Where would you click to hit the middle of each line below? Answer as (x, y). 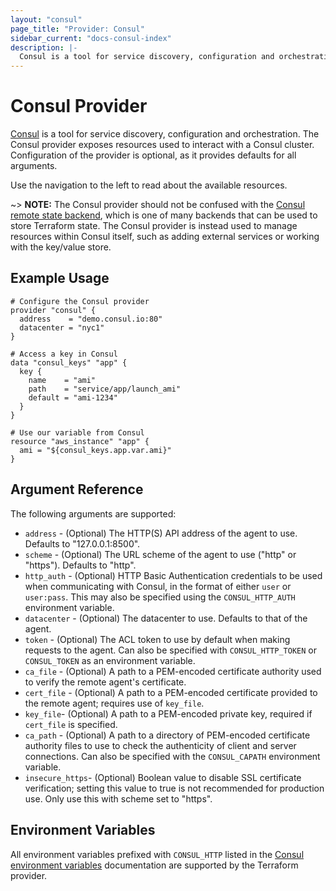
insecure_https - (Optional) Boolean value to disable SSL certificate (163, 777)
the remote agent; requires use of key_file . (114, 703)
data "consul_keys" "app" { (69, 362)
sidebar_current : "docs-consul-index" (91, 38)
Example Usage (60, 278)
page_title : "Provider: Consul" (77, 29)
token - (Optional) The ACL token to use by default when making (157, 639)
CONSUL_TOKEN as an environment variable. (110, 660)
